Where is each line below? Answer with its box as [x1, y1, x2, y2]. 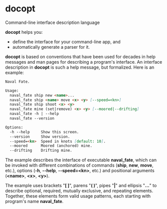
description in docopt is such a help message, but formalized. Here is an [5, 64, 155, 70]
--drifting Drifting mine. [9, 148, 72, 153]
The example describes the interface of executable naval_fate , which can [5, 157, 157, 163]
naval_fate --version [9, 116, 55, 121]
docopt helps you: [5, 29, 43, 35]
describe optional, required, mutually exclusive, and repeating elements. [5, 188, 154, 194]
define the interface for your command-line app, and [12, 38, 121, 45]
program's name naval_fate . [5, 199, 64, 205]
